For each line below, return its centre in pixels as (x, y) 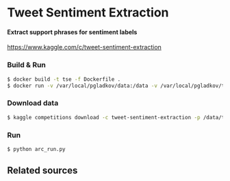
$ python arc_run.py (37, 149)
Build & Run (27, 65)
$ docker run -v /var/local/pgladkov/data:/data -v (82, 86)
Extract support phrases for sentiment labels (72, 32)
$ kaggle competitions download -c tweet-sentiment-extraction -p (104, 117)
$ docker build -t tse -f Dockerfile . (64, 79)
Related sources (42, 170)
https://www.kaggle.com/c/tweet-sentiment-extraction (85, 47)
